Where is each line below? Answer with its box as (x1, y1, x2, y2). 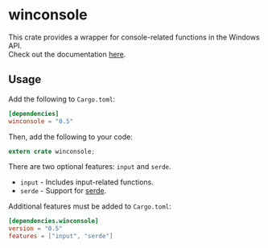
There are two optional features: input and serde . (8, 162, 171, 172)
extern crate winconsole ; (8, 147, 95, 155)
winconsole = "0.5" (8, 117, 74, 126)
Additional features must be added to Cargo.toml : (8, 201, 171, 211)
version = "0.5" (8, 225, 63, 233)
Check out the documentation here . (8, 49, 126, 59)
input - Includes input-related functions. (19, 177, 155, 187)
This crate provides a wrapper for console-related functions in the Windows (8, 32, 260, 42)
